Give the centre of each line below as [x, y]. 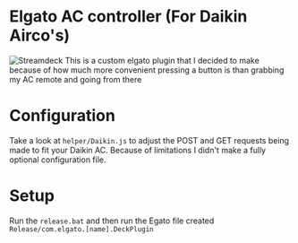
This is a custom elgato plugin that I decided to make [162, 60]
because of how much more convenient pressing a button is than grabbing [147, 70]
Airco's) [39, 35]
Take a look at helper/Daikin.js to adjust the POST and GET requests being [149, 140]
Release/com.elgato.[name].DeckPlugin [81, 229]
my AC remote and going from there [76, 79]
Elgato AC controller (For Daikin [128, 17]
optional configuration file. [58, 160]
